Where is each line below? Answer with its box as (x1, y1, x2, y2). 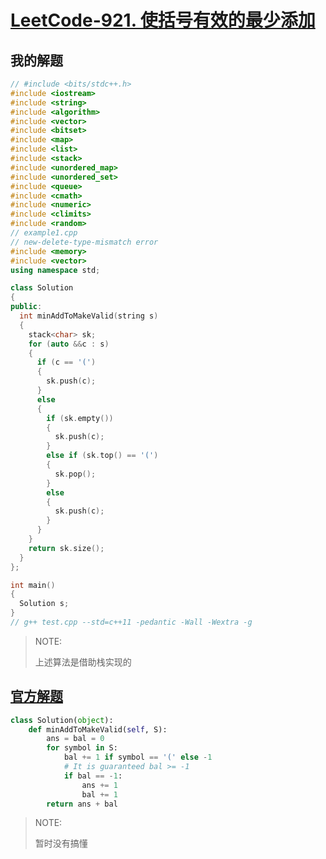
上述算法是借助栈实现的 (34, 656, 132, 668)
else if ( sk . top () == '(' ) (46, 451, 159, 461)
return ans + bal (46, 799, 118, 809)
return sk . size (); (28, 543, 105, 553)
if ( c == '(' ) (36, 357, 97, 368)
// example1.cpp (10, 228, 78, 238)
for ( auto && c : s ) (28, 339, 110, 349)
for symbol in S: (46, 743, 118, 753)
